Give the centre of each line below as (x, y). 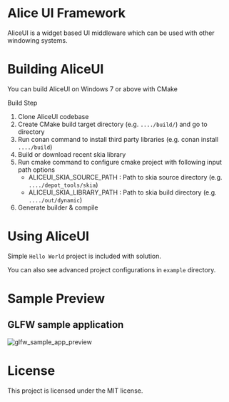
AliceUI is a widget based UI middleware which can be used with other (111, 33)
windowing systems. (37, 40)
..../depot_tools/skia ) (63, 185)
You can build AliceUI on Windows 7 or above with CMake (93, 89)
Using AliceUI (49, 236)
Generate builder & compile (58, 207)
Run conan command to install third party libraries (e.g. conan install (118, 139)
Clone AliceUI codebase (53, 116)
